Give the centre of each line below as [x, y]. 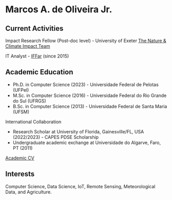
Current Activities [34, 28]
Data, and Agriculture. [29, 192]
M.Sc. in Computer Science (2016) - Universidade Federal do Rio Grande [90, 95]
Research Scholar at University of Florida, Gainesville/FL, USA [78, 131]
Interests [20, 174]
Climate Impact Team [28, 46]
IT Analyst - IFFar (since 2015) [37, 56]
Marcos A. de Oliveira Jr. [59, 9]
